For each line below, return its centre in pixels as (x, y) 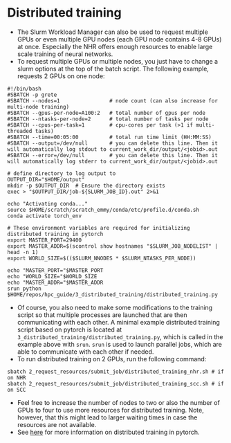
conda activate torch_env (44, 216)
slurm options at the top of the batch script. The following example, (113, 69)
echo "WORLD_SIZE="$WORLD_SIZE (52, 276)
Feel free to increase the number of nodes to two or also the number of (118, 402)
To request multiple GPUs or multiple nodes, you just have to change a (118, 61)
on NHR (17, 378)
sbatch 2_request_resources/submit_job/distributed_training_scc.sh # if (116, 383)
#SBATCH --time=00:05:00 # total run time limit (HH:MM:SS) (110, 137)
